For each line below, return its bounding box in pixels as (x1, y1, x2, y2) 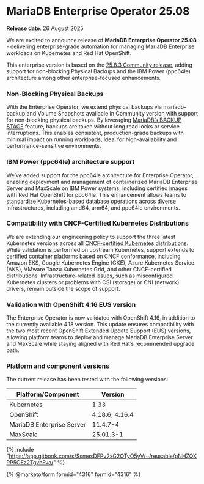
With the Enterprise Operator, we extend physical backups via (6, 103, 162, 111)
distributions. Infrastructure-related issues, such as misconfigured (6, 272, 173, 279)
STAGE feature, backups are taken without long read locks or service (6, 123, 180, 130)
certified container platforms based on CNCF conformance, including (6, 252, 181, 260)
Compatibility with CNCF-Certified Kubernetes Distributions (6, 219, 189, 227)
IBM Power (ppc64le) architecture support (6, 158, 135, 166)
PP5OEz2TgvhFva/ (6, 459, 54, 466)
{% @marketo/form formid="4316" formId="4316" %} (6, 471, 141, 478)
